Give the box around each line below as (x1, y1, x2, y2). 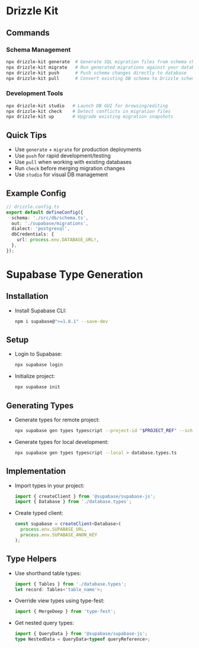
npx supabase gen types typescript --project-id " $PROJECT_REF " (14, 428, 177, 434)
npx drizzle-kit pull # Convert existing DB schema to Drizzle (6, 75, 179, 81)
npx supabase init (14, 384, 60, 390)
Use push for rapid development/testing (14, 152, 111, 159)
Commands (6, 28, 50, 38)
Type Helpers (6, 554, 57, 564)
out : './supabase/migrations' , (11, 220, 89, 226)
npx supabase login (14, 362, 63, 368)
